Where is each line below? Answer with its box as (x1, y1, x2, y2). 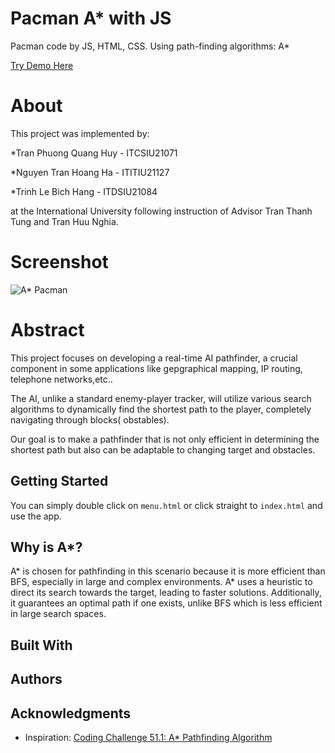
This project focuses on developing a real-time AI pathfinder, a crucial (10, 352, 298, 364)
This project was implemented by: (10, 127, 150, 139)
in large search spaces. (10, 608, 107, 620)
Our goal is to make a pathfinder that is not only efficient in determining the (10, 433, 320, 445)
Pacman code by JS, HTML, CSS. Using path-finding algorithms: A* (10, 40, 290, 52)
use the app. (10, 510, 62, 522)
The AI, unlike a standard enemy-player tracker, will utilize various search (10, 392, 312, 404)
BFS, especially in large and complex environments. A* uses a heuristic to (10, 576, 313, 588)
